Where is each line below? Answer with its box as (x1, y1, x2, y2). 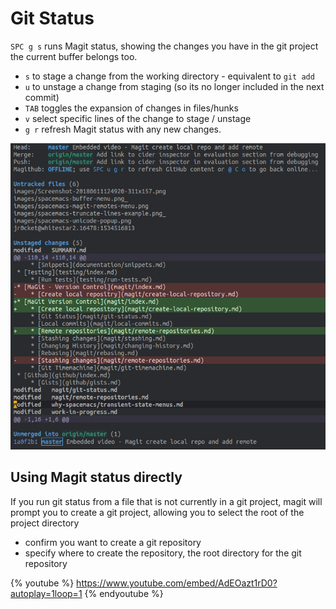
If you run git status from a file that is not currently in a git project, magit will (10, 495, 323, 507)
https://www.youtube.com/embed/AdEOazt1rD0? (76, 577, 278, 589)
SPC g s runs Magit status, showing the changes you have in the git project (10, 40, 319, 52)
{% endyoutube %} (84, 587, 164, 599)
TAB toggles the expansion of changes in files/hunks (24, 102, 239, 114)
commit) (24, 91, 60, 103)
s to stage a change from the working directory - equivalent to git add (24, 70, 315, 82)
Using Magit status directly (10, 469, 183, 486)
